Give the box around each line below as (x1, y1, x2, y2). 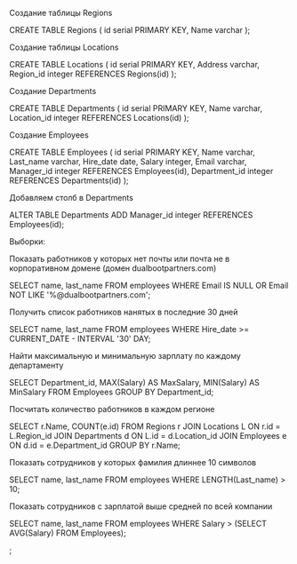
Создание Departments (9, 86, 97, 96)
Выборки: (9, 236, 46, 247)
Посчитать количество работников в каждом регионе (9, 404, 215, 414)
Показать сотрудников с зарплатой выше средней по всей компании (9, 501, 273, 512)
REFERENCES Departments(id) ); (9, 175, 129, 186)
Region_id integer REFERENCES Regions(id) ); (9, 68, 177, 79)
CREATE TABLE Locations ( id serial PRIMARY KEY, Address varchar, (9, 60, 261, 69)
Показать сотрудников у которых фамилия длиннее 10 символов (9, 457, 256, 467)
